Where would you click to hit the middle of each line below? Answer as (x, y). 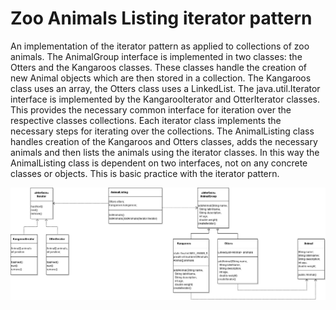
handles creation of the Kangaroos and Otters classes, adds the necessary (164, 141)
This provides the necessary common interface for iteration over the (151, 109)
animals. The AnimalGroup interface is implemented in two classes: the (156, 56)
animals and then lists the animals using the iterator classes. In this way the (165, 152)
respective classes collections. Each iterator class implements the (146, 120)
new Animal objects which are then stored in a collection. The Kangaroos (161, 78)
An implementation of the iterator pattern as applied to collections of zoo (160, 46)
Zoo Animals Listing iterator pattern (161, 18)
